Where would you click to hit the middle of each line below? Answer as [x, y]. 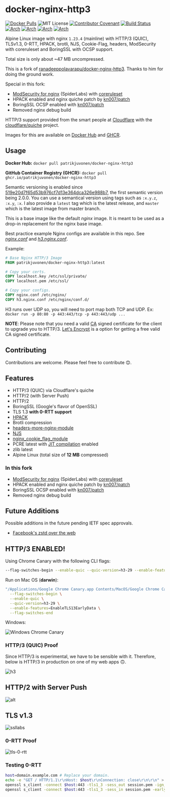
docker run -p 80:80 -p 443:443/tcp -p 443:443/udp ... [65, 314]
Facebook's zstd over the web [44, 533]
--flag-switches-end [31, 613]
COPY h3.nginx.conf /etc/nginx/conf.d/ [47, 299]
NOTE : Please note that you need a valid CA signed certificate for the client [84, 323]
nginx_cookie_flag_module [40, 439]
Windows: [16, 623]
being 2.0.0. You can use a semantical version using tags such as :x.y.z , [81, 198]
